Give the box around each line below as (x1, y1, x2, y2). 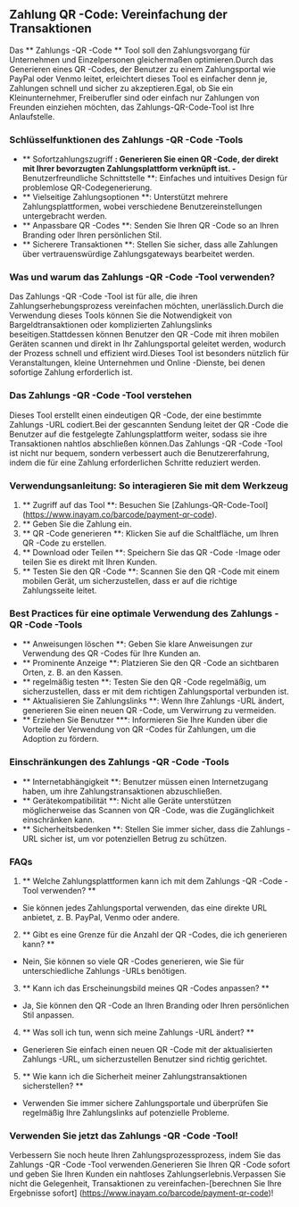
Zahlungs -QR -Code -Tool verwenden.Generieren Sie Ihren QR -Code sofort (9, 1160, 291, 1170)
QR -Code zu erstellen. (21, 537, 107, 548)
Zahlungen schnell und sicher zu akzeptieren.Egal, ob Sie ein (9, 82, 234, 93)
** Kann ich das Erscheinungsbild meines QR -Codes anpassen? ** (21, 982, 270, 994)
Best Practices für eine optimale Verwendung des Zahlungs (9, 607, 273, 620)
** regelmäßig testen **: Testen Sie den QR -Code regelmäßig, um (21, 677, 267, 687)
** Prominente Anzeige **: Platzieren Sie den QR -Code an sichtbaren (21, 658, 279, 669)
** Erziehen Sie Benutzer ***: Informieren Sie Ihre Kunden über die (21, 714, 268, 726)
